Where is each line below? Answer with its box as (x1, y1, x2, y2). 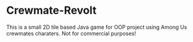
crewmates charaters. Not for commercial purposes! (6, 29, 136, 37)
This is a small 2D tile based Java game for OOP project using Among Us (6, 23, 188, 31)
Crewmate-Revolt (6, 4, 97, 17)
